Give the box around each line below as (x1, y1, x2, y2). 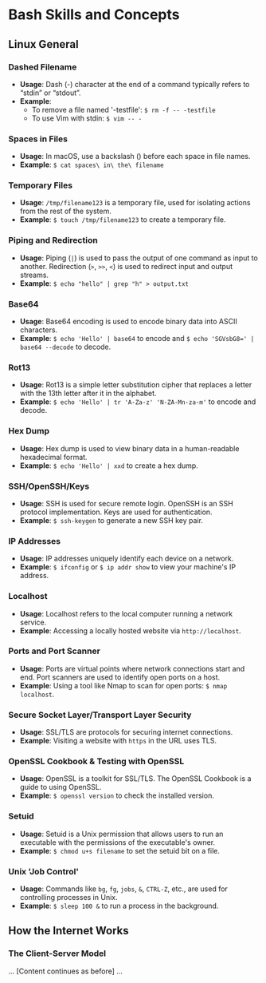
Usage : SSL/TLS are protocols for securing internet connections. (19, 727, 233, 737)
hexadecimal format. (19, 452, 88, 462)
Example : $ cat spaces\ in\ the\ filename (19, 160, 165, 169)
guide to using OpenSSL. (19, 783, 102, 792)
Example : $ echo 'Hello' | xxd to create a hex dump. (19, 461, 199, 470)
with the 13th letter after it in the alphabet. (19, 389, 157, 398)
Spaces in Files (8, 133, 68, 145)
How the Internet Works (8, 924, 129, 937)
